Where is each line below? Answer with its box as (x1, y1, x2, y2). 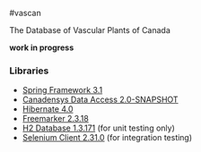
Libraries (9, 64, 49, 77)
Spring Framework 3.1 (22, 85, 103, 96)
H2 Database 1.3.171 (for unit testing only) (22, 122, 175, 133)
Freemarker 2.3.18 (22, 114, 90, 124)
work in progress (9, 42, 74, 53)
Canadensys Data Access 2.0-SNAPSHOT (22, 94, 179, 106)
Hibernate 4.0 (22, 104, 74, 114)
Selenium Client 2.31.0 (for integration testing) (22, 132, 193, 143)
